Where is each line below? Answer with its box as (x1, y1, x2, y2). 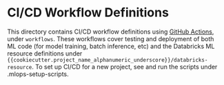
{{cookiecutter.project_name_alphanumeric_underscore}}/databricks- (7, 56, 208, 63)
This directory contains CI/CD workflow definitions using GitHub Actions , (7, 27, 214, 36)
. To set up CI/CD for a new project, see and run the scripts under (32, 62, 218, 71)
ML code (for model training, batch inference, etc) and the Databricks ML (7, 42, 215, 50)
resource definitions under (7, 49, 83, 58)
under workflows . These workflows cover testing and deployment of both (7, 34, 214, 42)
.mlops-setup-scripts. (7, 70, 69, 78)
